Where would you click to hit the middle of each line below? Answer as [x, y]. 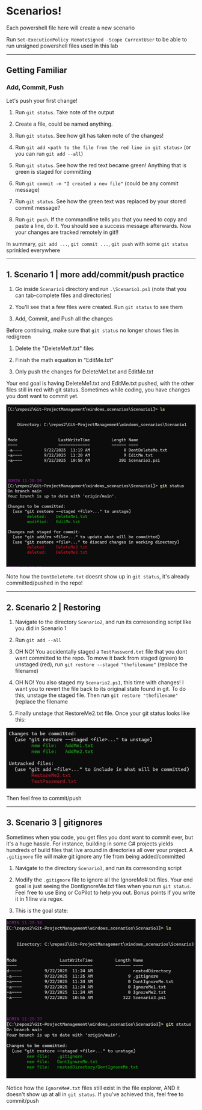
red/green [19, 337]
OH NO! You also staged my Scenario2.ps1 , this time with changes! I [99, 682]
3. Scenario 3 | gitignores [54, 823]
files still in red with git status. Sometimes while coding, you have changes [98, 390]
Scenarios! [34, 11]
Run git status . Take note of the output [64, 112]
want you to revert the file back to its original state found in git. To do [100, 689]
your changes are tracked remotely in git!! [67, 232]
